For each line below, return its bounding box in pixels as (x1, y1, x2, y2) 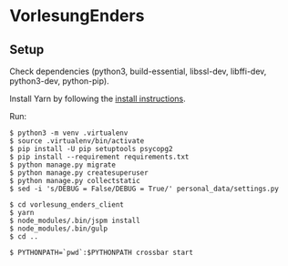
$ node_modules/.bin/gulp (9, 224, 108, 233)
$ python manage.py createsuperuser (9, 169, 149, 178)
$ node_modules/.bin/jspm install (9, 216, 141, 225)
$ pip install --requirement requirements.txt (9, 152, 190, 161)
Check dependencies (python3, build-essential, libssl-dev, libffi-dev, (9, 66, 267, 77)
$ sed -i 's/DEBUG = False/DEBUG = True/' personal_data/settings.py (9, 184, 280, 193)
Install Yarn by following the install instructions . (9, 93, 187, 104)
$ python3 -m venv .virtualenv (9, 128, 129, 138)
